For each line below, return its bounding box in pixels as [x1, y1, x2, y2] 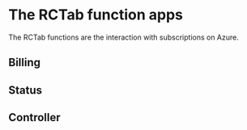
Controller [8, 111, 61, 124]
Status [8, 83, 43, 97]
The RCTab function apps [8, 6, 184, 24]
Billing [8, 56, 40, 69]
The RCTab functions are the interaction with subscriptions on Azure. [8, 32, 239, 42]
